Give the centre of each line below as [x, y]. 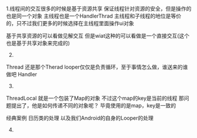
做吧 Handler [21, 74]
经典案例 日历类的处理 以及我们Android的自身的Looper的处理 [80, 118]
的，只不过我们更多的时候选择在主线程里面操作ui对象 [70, 23]
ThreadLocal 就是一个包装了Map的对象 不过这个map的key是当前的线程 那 [95, 98]
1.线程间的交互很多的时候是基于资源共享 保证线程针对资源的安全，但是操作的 [99, 9]
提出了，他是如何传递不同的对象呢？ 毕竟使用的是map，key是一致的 [94, 105]
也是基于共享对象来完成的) [38, 43]
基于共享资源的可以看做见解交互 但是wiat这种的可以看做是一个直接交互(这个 [98, 36]
